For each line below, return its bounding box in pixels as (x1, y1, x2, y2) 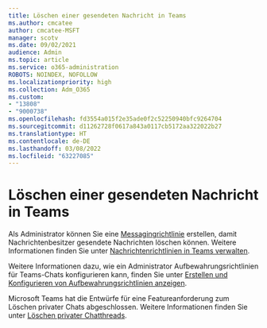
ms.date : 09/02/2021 (8, 41, 77, 49)
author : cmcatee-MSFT (8, 26, 80, 34)
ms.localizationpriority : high (8, 78, 112, 86)
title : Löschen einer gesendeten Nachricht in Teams (8, 11, 187, 20)
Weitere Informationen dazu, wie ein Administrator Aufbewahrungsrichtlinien (8, 261, 259, 271)
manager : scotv (8, 33, 59, 42)
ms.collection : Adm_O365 (8, 85, 91, 94)
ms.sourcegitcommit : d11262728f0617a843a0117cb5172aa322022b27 (8, 122, 222, 130)
